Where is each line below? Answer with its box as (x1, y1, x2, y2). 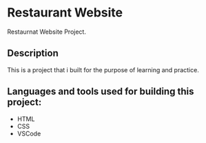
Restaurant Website (7, 5, 123, 21)
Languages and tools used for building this (7, 86, 194, 98)
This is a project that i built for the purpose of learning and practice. (7, 65, 200, 74)
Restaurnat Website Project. (7, 27, 86, 36)
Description (7, 47, 59, 59)
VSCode (17, 129, 41, 137)
